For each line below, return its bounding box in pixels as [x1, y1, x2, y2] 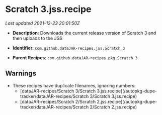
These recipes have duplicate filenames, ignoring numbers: [12, 82, 136, 88]
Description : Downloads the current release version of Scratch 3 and [12, 30, 156, 36]
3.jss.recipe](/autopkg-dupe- [97, 88, 157, 94]
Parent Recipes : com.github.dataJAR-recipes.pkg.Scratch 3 [12, 54, 138, 61]
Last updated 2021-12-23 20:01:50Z [5, 20, 80, 26]
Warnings [5, 69, 37, 78]
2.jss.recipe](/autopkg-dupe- [97, 98, 157, 104]
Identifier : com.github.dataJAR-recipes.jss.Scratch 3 [12, 45, 125, 51]
